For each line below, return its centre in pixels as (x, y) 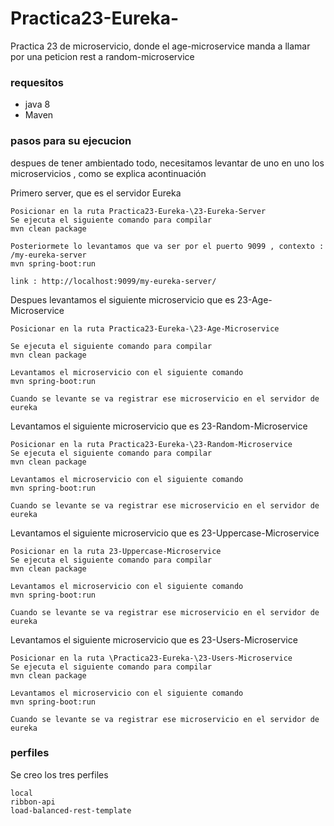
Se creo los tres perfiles (59, 774)
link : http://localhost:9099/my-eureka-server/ (113, 281)
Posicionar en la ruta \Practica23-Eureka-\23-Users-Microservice (151, 658)
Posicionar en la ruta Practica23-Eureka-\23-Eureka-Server (138, 211)
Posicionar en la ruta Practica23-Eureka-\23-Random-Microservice (151, 444)
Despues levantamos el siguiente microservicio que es (122, 299)
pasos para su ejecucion (71, 141)
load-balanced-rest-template (71, 810)
